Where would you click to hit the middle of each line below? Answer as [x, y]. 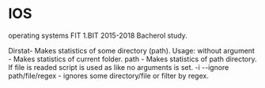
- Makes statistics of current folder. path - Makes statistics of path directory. [132, 59]
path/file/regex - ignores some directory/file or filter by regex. [109, 75]
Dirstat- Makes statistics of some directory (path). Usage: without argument [132, 50]
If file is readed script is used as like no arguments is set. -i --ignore [119, 67]
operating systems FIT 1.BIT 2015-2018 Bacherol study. [98, 35]
